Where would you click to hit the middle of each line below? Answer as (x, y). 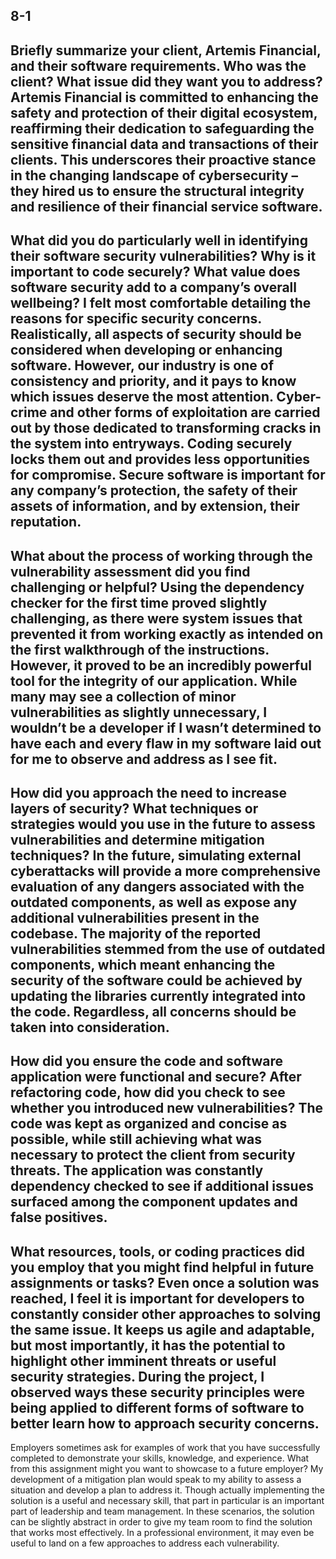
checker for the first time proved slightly (139, 602)
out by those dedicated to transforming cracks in (166, 428)
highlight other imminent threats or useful (143, 1360)
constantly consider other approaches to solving (166, 1314)
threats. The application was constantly (137, 1170)
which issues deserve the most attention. (142, 397)
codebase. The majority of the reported (136, 933)
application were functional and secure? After (156, 1077)
